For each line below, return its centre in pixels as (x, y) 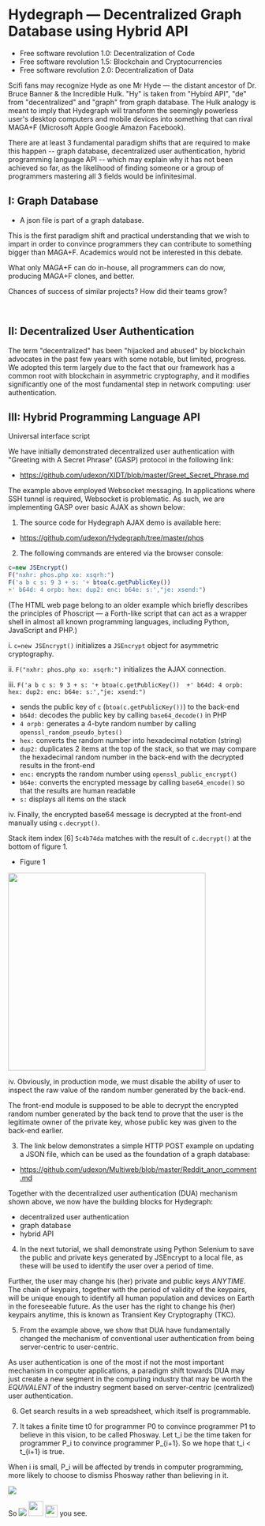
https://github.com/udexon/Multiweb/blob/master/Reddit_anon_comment (138, 1169)
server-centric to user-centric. (69, 1347)
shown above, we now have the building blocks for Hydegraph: (110, 1201)
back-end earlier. (36, 1130)
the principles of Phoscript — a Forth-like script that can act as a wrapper (127, 613)
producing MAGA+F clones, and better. (72, 276)
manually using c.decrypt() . (54, 823)
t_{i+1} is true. (42, 1451)
